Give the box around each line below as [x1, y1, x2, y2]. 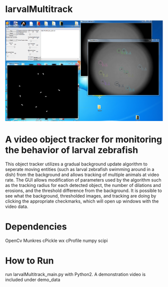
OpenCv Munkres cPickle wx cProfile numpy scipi [5, 237, 108, 243]
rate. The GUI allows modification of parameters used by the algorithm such [5, 176, 161, 183]
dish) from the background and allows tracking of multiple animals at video [5, 171, 159, 177]
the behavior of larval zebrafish [5, 144, 138, 155]
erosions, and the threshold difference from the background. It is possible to [5, 187, 162, 193]
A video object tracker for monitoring [5, 133, 162, 145]
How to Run [5, 255, 54, 266]
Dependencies [5, 221, 67, 232]
